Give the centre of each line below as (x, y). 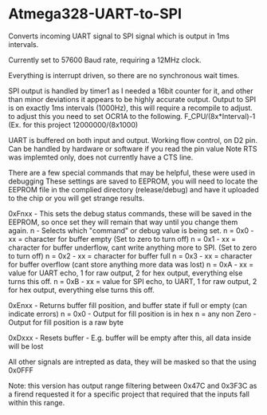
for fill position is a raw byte (78, 322)
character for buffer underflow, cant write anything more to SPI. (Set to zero (133, 247)
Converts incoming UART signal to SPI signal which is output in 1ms (119, 36)
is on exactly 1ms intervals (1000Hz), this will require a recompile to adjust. (131, 108)
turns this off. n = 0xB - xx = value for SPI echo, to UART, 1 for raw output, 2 (133, 281)
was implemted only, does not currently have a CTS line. (101, 157)
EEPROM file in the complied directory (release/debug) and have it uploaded (133, 189)
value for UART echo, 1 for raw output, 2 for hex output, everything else (126, 273)
